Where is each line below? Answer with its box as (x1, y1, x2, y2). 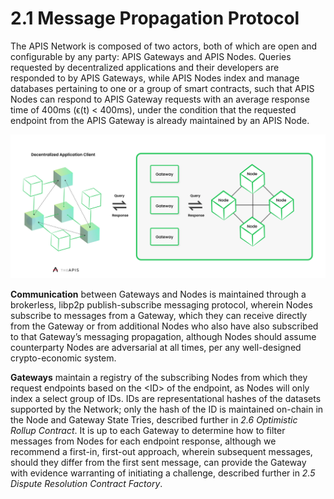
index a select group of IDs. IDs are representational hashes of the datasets (10, 393, 322, 405)
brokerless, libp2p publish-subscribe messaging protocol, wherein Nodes (10, 299, 313, 311)
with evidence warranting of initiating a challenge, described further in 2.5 (10, 467, 316, 479)
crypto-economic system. (10, 352, 117, 364)
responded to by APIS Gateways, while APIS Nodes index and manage (10, 72, 300, 84)
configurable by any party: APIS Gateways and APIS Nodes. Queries (10, 50, 292, 62)
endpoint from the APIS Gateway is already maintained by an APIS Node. (10, 114, 310, 126)
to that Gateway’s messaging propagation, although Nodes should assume (10, 331, 317, 343)
